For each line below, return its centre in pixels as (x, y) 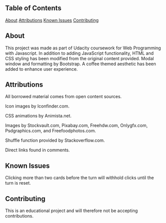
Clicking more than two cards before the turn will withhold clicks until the (80, 178)
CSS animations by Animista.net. (38, 116)
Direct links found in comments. (38, 150)
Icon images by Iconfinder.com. (37, 106)
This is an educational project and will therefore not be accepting (71, 211)
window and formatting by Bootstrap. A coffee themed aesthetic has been (81, 64)
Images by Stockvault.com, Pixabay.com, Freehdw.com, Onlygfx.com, (76, 125)
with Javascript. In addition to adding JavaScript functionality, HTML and (80, 53)
